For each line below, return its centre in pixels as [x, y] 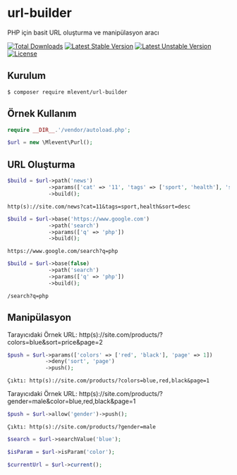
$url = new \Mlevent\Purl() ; [50, 142]
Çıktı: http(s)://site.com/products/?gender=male [82, 427]
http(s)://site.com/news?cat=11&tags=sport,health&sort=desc [99, 206]
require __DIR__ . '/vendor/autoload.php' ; [69, 130]
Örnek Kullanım [42, 114]
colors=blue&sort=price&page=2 [55, 342]
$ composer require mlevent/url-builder [68, 92]
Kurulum [27, 76]
